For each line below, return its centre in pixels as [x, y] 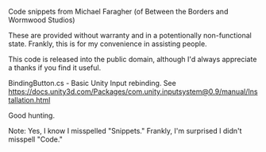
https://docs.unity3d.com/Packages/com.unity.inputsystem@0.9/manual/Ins [133, 92]
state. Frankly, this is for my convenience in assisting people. [108, 44]
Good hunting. [32, 115]
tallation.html [29, 100]
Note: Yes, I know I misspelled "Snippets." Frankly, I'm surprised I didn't [125, 131]
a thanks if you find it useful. [55, 68]
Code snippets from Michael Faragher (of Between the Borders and [118, 12]
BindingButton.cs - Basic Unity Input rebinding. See [92, 83]
